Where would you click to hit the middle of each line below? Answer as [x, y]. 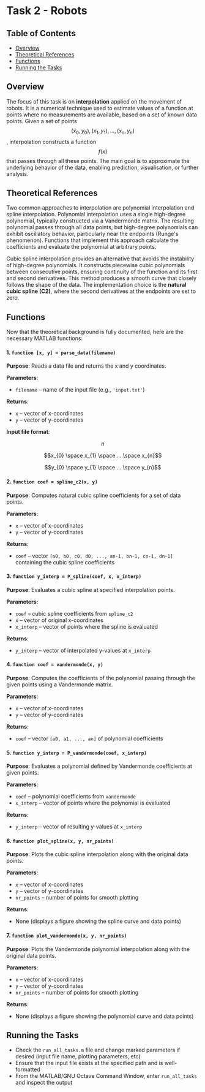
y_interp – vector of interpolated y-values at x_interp [83, 650]
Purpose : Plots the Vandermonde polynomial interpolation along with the [98, 949]
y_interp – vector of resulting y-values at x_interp [79, 827]
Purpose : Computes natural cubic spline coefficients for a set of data [94, 495]
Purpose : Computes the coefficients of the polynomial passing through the [101, 678]
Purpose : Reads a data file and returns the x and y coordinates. [86, 366]
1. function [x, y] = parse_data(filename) [61, 352]
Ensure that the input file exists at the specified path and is [89, 1063]
